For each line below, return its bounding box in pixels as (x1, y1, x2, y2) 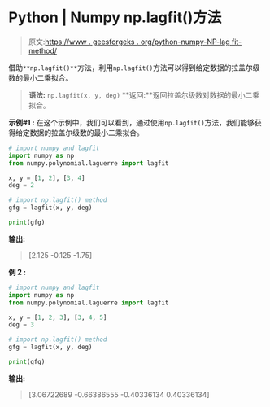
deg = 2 (8, 182, 35, 190)
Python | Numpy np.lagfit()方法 (8, 8, 222, 27)
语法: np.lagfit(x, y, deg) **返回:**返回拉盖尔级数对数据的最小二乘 (28, 90, 260, 99)
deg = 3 (8, 321, 35, 329)
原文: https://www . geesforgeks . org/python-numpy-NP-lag (28, 37, 230, 46)
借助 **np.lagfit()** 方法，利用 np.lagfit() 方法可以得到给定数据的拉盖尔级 (8, 63, 260, 72)
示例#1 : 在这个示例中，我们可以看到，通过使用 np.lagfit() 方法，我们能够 (8, 117, 255, 127)
